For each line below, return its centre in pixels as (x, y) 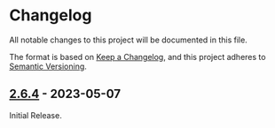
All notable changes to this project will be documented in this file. (129, 40)
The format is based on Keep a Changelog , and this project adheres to (137, 56)
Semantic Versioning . (48, 66)
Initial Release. (35, 115)
